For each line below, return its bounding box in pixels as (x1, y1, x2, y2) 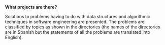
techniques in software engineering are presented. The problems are (5, 19, 145, 24)
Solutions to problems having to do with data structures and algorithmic (5, 14, 150, 19)
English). (5, 34, 23, 40)
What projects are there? (5, 4, 58, 10)
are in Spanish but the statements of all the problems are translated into (5, 29, 150, 35)
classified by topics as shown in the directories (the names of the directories (5, 24, 161, 30)
